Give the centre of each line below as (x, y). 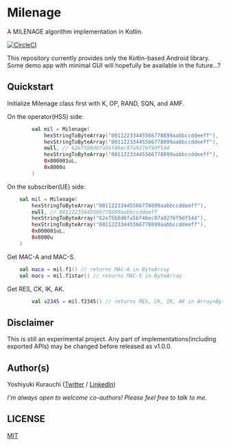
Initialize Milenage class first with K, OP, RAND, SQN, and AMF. (96, 103)
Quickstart (30, 87)
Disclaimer (30, 323)
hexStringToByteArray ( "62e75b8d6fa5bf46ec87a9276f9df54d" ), (119, 218)
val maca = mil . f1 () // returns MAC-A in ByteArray (94, 269)
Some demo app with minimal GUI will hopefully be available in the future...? (114, 65)
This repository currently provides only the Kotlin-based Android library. (108, 58)
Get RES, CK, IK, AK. (36, 289)
